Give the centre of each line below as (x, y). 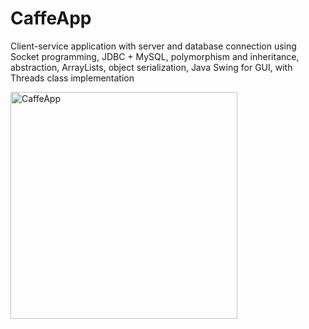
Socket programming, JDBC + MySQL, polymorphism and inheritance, (155, 56)
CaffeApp (51, 18)
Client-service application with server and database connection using (153, 46)
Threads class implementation (72, 78)
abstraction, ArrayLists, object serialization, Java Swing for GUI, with (151, 67)
